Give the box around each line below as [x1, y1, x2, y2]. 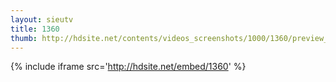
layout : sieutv [10, 14, 74, 25]
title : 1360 [10, 24, 60, 34]
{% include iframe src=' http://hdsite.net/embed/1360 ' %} [10, 61, 247, 73]
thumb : [10, 33, 38, 43]
